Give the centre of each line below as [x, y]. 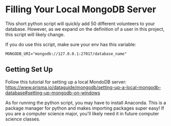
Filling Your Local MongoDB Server [81, 9]
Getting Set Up [29, 69]
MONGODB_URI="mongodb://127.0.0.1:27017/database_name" [66, 54]
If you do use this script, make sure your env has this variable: [71, 44]
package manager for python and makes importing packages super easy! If [85, 108]
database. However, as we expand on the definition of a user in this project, [85, 29]
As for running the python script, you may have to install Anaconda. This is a [86, 102]
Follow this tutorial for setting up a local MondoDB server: [66, 82]
